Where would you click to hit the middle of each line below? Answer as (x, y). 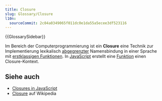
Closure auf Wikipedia (34, 94)
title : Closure (20, 9)
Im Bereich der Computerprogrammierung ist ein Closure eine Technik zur (79, 46)
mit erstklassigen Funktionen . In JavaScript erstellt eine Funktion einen (76, 57)
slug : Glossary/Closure (29, 14)
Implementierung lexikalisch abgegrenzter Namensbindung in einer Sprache (81, 51)
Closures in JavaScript (34, 88)
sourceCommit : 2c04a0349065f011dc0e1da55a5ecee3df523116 (68, 23)
